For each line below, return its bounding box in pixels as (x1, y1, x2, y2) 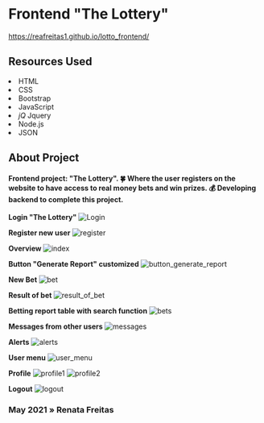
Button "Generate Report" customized (8, 259, 139, 269)
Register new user (8, 228, 71, 238)
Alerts (8, 338, 30, 347)
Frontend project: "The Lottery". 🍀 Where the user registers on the (8, 173, 236, 183)
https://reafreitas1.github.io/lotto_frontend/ (8, 31, 150, 41)
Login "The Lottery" (8, 213, 77, 222)
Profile (8, 368, 31, 379)
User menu (8, 353, 46, 363)
